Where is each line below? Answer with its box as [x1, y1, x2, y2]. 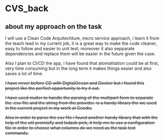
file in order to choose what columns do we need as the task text [5, 125, 136, 131]
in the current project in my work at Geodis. [5, 105, 93, 111]
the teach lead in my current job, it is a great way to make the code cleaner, [5, 40, 157, 46]
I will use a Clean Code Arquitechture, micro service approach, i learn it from [5, 35, 160, 41]
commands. [5, 130, 29, 136]
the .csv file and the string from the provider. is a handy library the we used [5, 100, 157, 105]
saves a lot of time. [5, 71, 44, 76]
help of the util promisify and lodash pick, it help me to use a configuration [5, 120, 155, 125]
